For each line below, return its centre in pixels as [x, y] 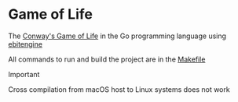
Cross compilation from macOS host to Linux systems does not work [119, 89]
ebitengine [26, 44]
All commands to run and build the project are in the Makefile [107, 59]
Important [24, 74]
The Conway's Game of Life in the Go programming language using [117, 36]
